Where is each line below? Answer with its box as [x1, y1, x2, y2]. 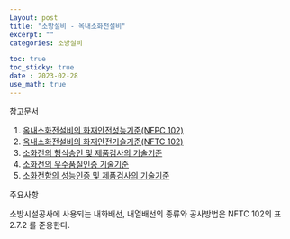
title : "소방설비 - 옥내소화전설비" [9, 22, 126, 31]
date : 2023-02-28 [9, 71, 78, 81]
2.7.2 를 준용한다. [9, 219, 70, 230]
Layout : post [9, 13, 59, 23]
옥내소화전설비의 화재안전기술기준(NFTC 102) [22, 136, 184, 147]
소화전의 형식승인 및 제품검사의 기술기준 [22, 147, 163, 158]
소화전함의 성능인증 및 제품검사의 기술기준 [22, 170, 170, 180]
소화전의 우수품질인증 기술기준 [22, 159, 129, 170]
